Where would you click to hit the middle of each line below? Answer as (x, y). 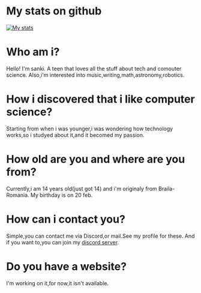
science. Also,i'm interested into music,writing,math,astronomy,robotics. (95, 75)
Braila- (166, 189)
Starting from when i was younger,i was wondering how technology (90, 128)
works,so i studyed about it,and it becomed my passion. (75, 135)
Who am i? (33, 52)
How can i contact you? (66, 219)
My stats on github (54, 11)
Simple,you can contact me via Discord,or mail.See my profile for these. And (100, 236)
